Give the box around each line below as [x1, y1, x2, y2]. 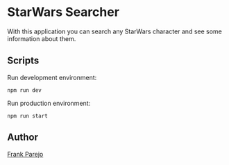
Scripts [7, 55, 40, 67]
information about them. [7, 34, 76, 42]
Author [7, 132, 38, 143]
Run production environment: [7, 99, 91, 107]
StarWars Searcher [7, 4, 120, 20]
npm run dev [7, 86, 42, 94]
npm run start [7, 112, 49, 119]
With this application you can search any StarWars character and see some [7, 27, 222, 36]
